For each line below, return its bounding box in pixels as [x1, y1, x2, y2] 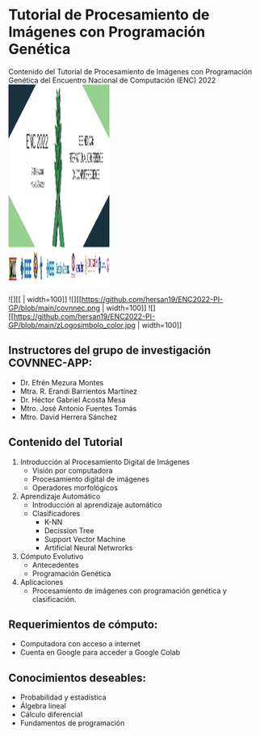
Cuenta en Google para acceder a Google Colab [19, 648, 181, 658]
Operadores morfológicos [31, 482, 119, 492]
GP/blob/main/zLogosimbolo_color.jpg [8, 320, 136, 330]
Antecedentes [31, 560, 79, 570]
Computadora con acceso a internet [19, 639, 140, 649]
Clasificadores [31, 508, 81, 518]
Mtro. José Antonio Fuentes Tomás [19, 403, 137, 413]
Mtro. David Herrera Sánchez [19, 412, 118, 422]
